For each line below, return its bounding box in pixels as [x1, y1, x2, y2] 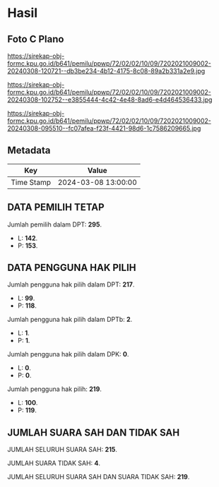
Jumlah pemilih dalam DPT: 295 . [7, 220, 102, 229]
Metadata [7, 145, 51, 157]
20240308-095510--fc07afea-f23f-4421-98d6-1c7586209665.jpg [7, 124, 201, 132]
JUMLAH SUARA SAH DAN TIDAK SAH [7, 426, 180, 438]
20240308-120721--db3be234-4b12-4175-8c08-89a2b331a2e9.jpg [7, 67, 206, 75]
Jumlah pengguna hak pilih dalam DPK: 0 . [7, 350, 129, 359]
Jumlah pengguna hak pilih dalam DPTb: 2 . [7, 315, 133, 324]
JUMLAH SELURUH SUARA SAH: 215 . [7, 445, 118, 454]
